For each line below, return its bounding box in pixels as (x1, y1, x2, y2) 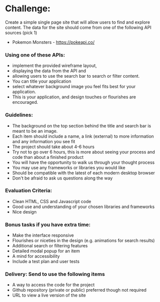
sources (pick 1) (5, 30, 38, 35)
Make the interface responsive (12, 232, 74, 239)
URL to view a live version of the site (12, 292, 86, 298)
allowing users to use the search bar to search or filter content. (12, 73, 140, 79)
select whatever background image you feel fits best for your (12, 84, 136, 90)
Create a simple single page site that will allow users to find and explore (5, 19, 150, 25)
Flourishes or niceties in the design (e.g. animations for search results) (12, 238, 155, 243)
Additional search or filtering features (12, 243, 88, 249)
